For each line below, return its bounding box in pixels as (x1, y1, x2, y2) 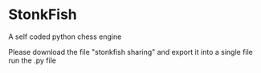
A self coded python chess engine (8, 32, 122, 41)
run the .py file (8, 56, 56, 65)
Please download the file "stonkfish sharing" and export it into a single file (8, 47, 253, 56)
